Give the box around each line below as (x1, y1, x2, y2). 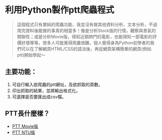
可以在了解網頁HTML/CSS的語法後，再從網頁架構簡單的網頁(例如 (21, 46, 152, 52)
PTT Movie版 (12, 123, 38, 129)
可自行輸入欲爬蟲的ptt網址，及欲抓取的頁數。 (12, 81, 103, 87)
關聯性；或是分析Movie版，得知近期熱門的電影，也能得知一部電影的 (16, 34, 153, 40)
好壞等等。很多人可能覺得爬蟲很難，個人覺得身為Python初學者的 (21, 40, 150, 45)
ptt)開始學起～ (16, 52, 46, 58)
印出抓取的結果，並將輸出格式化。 (12, 87, 81, 93)
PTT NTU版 (12, 129, 35, 135)
